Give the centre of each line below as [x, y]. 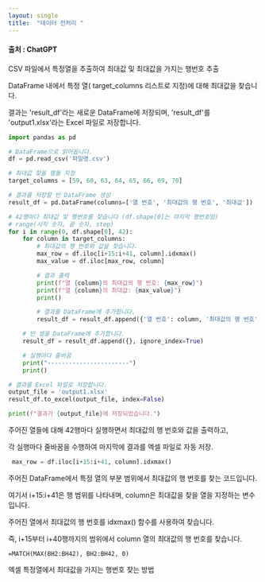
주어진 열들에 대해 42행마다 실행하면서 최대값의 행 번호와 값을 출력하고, [118, 430]
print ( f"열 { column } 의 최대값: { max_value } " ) [109, 290]
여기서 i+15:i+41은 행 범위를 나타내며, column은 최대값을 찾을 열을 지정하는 [124, 495]
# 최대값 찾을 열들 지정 [42, 173]
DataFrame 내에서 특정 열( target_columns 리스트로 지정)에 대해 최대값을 [122, 85]
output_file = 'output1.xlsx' [58, 392]
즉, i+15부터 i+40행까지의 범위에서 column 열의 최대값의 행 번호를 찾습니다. [125, 538]
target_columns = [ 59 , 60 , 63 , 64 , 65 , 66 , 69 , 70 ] [95, 181]
